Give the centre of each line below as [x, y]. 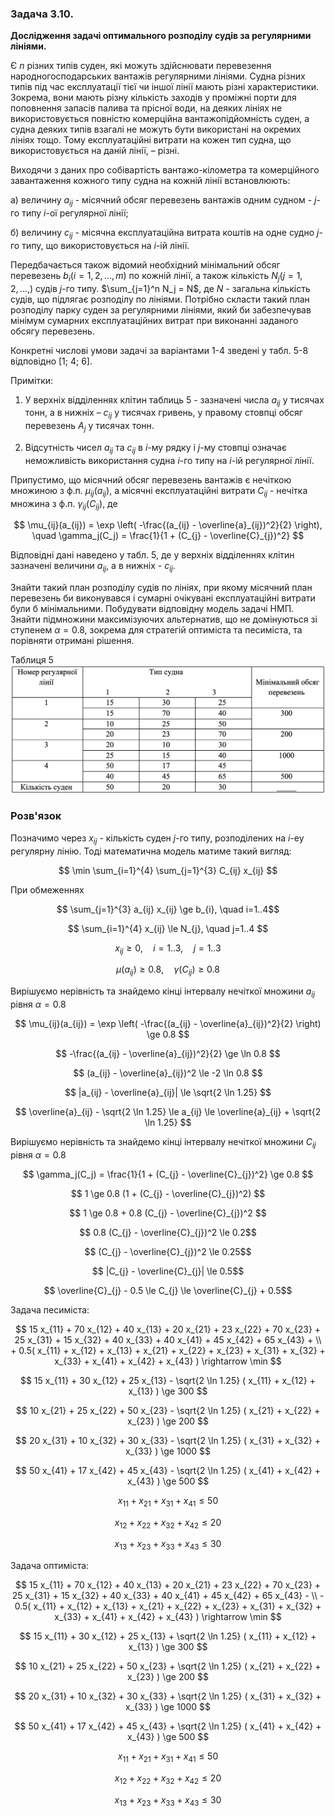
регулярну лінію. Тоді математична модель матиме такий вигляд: [151, 851]
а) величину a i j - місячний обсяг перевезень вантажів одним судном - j [163, 201]
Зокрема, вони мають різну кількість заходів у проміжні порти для [153, 98]
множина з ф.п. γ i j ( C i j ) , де [64, 504]
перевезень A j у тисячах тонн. [89, 427]
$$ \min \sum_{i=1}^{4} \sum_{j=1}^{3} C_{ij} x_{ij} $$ [168, 870]
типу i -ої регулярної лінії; [75, 213]
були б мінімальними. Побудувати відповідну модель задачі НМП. [152, 609]
